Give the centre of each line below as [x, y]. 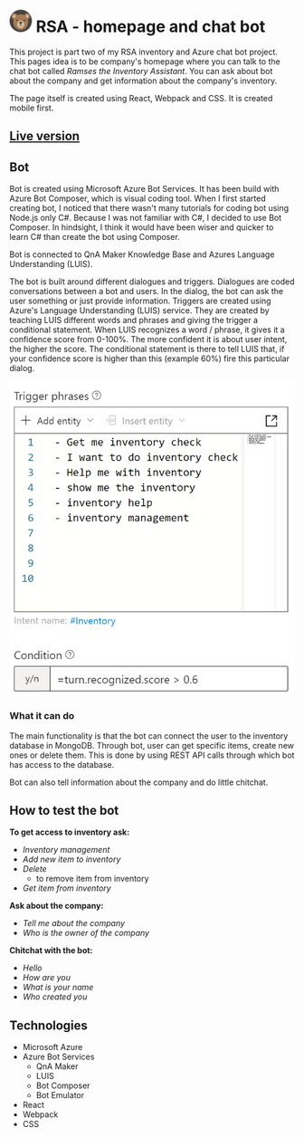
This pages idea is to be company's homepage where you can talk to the [145, 61]
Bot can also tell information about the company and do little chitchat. [139, 782]
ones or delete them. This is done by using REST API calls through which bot [152, 755]
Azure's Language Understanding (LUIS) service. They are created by [139, 311]
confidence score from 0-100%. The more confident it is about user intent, [148, 339]
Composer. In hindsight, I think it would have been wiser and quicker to [142, 227]
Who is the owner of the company [86, 933]
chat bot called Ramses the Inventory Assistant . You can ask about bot [141, 71]
